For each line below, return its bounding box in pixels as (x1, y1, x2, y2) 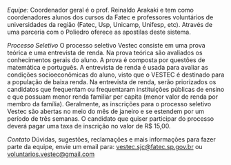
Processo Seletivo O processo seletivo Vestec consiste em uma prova (7, 41, 205, 49)
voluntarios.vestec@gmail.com (7, 150, 95, 158)
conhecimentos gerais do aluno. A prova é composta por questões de (7, 56, 205, 64)
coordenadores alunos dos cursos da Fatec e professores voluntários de (7, 13, 214, 21)
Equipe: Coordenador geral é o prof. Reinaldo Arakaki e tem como (7, 6, 194, 14)
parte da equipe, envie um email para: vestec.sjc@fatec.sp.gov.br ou (7, 143, 203, 151)
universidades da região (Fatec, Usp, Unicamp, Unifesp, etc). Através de (7, 21, 212, 28)
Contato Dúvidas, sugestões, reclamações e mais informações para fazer (7, 135, 216, 144)
